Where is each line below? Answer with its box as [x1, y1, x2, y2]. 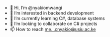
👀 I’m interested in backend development [9, 10, 94, 16]
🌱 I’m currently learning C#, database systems [9, 15, 105, 21]
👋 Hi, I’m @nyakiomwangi [9, 5, 62, 10]
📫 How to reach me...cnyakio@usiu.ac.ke [9, 26, 96, 32]
